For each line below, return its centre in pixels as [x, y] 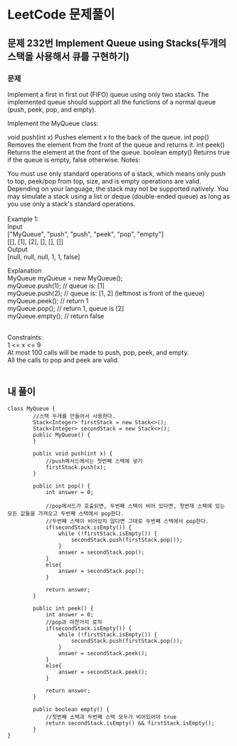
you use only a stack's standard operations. [72, 204]
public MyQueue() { [62, 435]
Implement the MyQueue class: [53, 123]
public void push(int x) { [73, 453]
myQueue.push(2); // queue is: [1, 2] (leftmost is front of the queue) [106, 293]
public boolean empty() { [72, 709]
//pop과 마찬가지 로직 [74, 622]
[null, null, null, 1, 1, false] [44, 256]
